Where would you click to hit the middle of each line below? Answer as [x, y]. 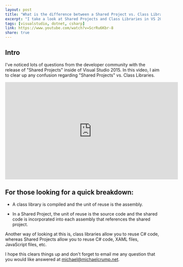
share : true [17, 33]
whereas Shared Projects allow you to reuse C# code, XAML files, [72, 239]
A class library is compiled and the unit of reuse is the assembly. [78, 204]
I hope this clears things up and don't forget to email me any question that [80, 254]
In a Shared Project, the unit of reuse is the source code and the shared [85, 214]
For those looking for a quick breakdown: [70, 193]
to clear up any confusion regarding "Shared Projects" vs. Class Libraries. [80, 75]
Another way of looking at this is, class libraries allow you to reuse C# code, [82, 234]
